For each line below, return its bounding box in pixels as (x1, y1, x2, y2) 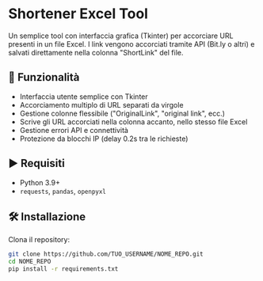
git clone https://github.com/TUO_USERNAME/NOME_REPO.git (8, 250, 204, 258)
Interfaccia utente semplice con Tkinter (19, 92, 148, 101)
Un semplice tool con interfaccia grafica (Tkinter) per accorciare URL (8, 31, 234, 40)
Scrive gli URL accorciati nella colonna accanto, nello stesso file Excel (19, 116, 248, 127)
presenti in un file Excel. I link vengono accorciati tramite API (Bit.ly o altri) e (8, 39, 255, 48)
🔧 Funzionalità (8, 70, 80, 84)
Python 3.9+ (19, 177, 61, 187)
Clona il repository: (8, 235, 70, 245)
